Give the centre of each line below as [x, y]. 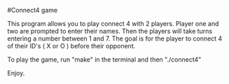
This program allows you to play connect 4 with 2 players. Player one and [113, 23]
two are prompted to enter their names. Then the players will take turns [110, 31]
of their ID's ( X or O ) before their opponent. [71, 46]
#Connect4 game [33, 10]
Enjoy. [16, 73]
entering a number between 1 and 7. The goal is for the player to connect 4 [115, 38]
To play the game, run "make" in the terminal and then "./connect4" [104, 59]
